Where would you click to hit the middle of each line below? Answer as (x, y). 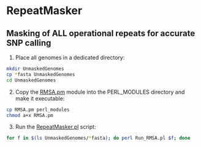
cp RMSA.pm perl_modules (38, 110)
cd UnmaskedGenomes (31, 80)
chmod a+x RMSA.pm (30, 115)
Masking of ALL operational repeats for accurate (101, 33)
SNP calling (29, 43)
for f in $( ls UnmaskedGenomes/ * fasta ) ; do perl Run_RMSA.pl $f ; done (98, 138)
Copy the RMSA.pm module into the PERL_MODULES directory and (100, 92)
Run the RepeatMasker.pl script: (55, 127)
